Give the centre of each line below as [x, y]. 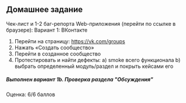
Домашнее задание [44, 10]
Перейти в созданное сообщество [58, 54]
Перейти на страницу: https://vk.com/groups [70, 41]
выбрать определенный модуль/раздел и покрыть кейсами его [94, 66]
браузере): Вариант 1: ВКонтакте [47, 30]
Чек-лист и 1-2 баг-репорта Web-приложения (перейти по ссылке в [91, 23]
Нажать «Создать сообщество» [54, 47]
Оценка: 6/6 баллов [31, 94]
